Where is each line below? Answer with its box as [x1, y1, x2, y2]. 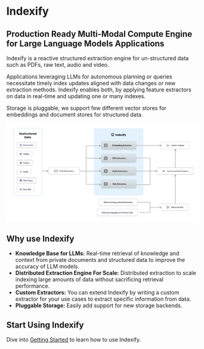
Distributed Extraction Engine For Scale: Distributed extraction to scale [15, 269, 197, 277]
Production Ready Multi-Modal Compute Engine [6, 29, 192, 39]
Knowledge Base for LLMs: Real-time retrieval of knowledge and [15, 250, 180, 257]
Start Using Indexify [6, 320, 84, 330]
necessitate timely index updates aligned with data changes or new [6, 80, 176, 86]
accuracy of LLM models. [15, 263, 79, 270]
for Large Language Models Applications [6, 38, 165, 48]
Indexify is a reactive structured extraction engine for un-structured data [6, 55, 189, 62]
